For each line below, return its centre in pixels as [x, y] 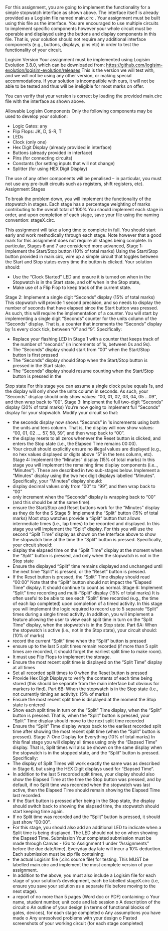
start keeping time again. [38, 811]
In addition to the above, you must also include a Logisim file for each [84, 875]
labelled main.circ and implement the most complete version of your [83, 865]
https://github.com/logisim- [134, 65]
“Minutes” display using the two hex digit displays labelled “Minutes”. [84, 476]
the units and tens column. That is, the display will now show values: [83, 428]
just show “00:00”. [32, 822]
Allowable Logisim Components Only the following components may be [79, 111]
